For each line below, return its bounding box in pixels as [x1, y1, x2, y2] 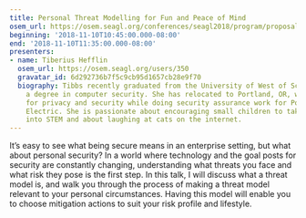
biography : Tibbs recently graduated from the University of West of [17, 81, 287, 90]
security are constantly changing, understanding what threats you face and [9, 160, 292, 171]
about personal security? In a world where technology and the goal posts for [9, 150, 297, 161]
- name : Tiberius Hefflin [9, 56, 107, 65]
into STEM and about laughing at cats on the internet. [25, 115, 243, 124]
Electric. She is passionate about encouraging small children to [25, 107, 283, 116]
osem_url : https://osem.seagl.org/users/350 [17, 65, 189, 74]
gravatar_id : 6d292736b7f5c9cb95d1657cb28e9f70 [17, 73, 202, 82]
